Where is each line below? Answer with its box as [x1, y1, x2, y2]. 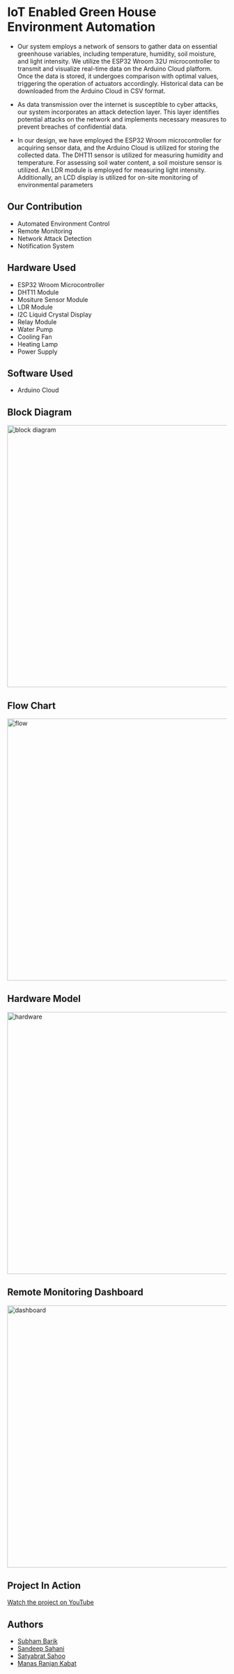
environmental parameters [17, 180, 93, 189]
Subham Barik [17, 1637, 58, 1645]
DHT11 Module [17, 288, 59, 296]
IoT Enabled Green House [7, 4, 157, 20]
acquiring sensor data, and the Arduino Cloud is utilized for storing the [17, 143, 219, 152]
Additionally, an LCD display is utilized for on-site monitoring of [17, 173, 198, 182]
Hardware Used [7, 262, 77, 274]
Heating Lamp [17, 340, 58, 348]
